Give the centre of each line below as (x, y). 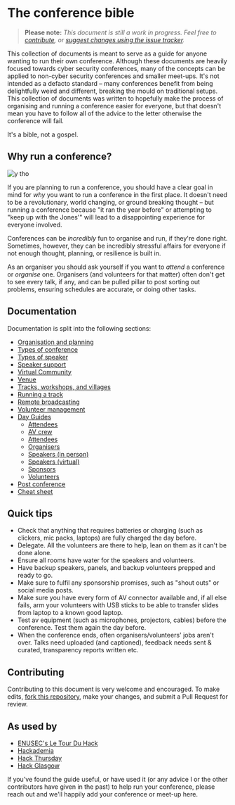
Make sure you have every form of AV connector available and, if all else (122, 598)
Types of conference (48, 349)
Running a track (40, 394)
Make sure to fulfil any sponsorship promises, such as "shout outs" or (118, 583)
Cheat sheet (35, 491)
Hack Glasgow (38, 766)
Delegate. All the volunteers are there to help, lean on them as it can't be (122, 545)
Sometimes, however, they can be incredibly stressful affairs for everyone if (116, 246)
